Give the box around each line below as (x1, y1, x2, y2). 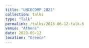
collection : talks (5, 12, 44, 17)
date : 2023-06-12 (5, 30, 42, 35)
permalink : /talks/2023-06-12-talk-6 (5, 21, 84, 26)
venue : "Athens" (5, 26, 39, 31)
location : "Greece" (5, 35, 46, 40)
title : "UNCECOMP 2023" (5, 7, 55, 12)
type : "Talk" (5, 16, 33, 21)
